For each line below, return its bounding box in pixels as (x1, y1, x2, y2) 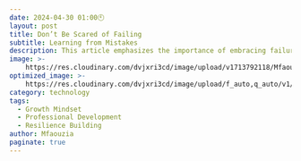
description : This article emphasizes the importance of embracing (9, 47, 267, 55)
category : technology (9, 88, 90, 97)
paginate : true (9, 138, 66, 147)
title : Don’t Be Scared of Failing (9, 30, 142, 38)
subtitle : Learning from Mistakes (9, 38, 139, 47)
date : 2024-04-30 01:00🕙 (9, 13, 105, 22)
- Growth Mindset (17, 105, 82, 114)
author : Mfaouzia (9, 130, 74, 139)
